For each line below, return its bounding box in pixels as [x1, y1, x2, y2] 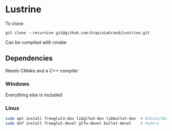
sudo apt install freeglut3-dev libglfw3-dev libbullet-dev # [5, 116, 143, 121]
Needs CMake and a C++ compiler [5, 67, 78, 73]
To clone [5, 20, 24, 27]
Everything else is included [5, 92, 62, 98]
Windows [5, 80, 30, 87]
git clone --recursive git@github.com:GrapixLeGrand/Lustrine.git [5, 30, 150, 35]
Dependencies [5, 54, 53, 63]
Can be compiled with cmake [5, 39, 67, 45]
